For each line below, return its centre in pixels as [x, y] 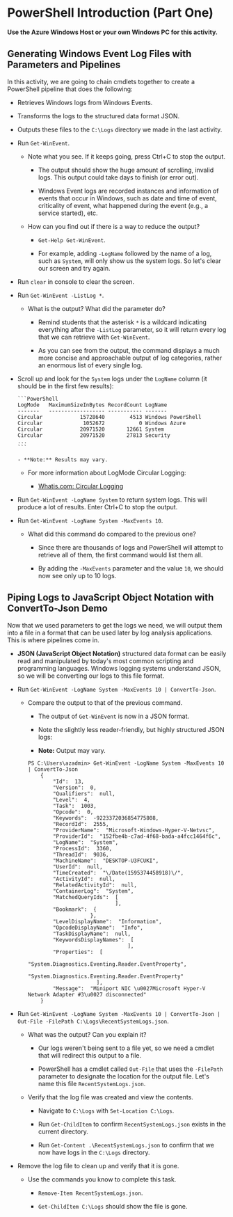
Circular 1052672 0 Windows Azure [102, 423]
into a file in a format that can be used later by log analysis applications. [110, 633]
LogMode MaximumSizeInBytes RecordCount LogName [92, 405]
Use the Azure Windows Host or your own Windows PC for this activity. [112, 32]
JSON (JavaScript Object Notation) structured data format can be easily [122, 653]
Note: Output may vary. [72, 750]
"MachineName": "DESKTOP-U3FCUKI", [106, 861]
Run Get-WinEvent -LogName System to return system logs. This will [112, 500]
